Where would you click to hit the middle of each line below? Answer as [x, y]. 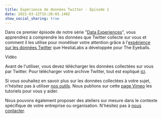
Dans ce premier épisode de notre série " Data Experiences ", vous [71, 32]
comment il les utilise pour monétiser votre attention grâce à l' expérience [78, 43]
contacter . [15, 111]
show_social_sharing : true [32, 18]
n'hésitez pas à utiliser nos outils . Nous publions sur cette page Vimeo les [79, 86]
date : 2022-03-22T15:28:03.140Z [37, 14]
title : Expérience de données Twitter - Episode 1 [57, 9]
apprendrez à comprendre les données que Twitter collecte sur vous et [76, 37]
